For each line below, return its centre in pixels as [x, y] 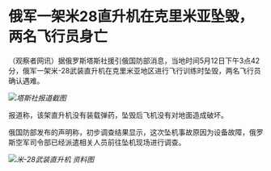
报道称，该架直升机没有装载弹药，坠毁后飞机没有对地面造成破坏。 [118, 115]
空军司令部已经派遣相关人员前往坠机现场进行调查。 [100, 142]
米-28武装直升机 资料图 [55, 159]
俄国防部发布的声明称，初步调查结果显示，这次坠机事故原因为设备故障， [129, 132]
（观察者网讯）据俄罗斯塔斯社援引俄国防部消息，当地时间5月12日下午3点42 [134, 60]
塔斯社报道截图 [41, 98]
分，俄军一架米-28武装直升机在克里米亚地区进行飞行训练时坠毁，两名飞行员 [135, 70]
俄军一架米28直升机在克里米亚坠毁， [131, 17]
